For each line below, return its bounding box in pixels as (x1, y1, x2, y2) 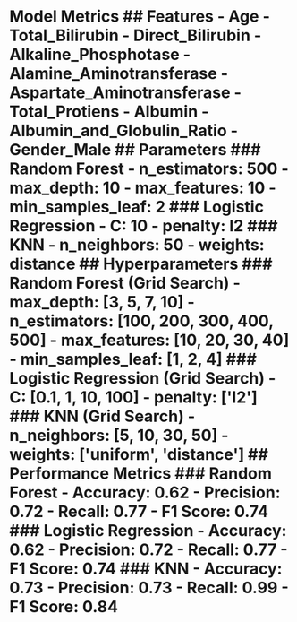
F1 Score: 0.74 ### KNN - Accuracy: (9, 558, 283, 579)
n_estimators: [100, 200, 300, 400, (9, 311, 274, 332)
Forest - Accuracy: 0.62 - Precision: (9, 482, 281, 503)
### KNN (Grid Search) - (9, 406, 196, 427)
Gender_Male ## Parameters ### (9, 140, 261, 160)
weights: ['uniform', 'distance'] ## (9, 445, 268, 465)
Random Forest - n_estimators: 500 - (9, 159, 289, 179)
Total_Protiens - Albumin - (9, 101, 209, 122)
